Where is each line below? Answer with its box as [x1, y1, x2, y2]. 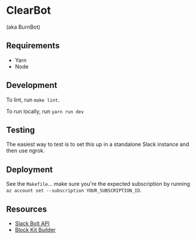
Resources [6, 204, 47, 214]
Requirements [6, 41, 60, 51]
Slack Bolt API [14, 220, 50, 227]
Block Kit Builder [14, 226, 56, 233]
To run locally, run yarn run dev [6, 108, 84, 115]
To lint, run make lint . [6, 96, 60, 103]
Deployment [6, 164, 53, 174]
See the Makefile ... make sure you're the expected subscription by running [6, 180, 190, 188]
